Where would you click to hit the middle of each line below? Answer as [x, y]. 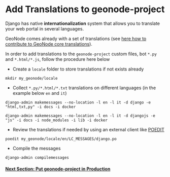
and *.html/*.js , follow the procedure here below [58, 59]
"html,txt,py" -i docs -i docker [41, 107]
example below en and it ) [40, 93]
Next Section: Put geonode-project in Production [58, 169]
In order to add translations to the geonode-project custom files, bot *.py [81, 54]
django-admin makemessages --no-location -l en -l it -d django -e [78, 102]
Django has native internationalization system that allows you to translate [83, 23]
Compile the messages [37, 148]
